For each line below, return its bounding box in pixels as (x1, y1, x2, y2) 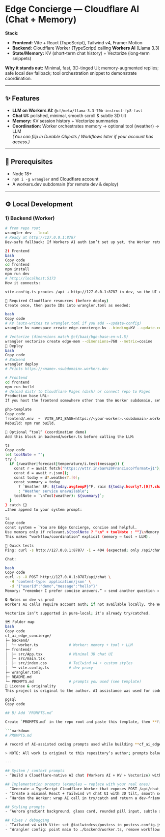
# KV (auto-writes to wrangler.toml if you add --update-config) (5, 321, 141, 326)
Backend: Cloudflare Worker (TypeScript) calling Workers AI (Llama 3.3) (12, 45, 160, 51)
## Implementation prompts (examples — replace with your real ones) (5, 782, 151, 787)
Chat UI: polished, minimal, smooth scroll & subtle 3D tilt (12, 112, 127, 119)
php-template (5, 407, 32, 412)
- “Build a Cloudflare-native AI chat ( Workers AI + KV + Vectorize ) (5, 773, 151, 778)
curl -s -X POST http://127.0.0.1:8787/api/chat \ (5, 575, 111, 580)
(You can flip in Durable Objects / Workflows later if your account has (12, 133, 154, 139)
